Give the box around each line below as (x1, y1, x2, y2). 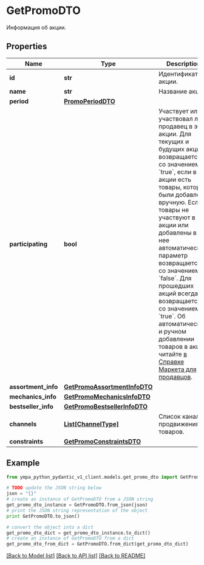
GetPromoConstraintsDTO (63, 437, 141, 445)
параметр (158, 251, 188, 259)
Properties (6, 41, 47, 52)
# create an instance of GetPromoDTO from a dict (6, 535, 135, 541)
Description (166, 59, 202, 67)
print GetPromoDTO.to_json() (6, 513, 80, 519)
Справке (158, 357, 185, 366)
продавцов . (158, 372, 193, 381)
